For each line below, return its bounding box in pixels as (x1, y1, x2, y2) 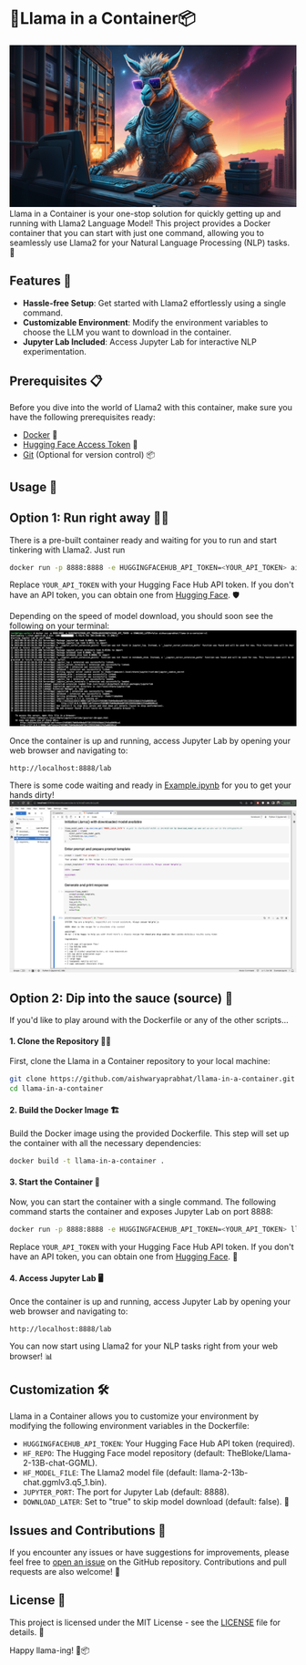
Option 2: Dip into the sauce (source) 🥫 (9, 990, 234, 1006)
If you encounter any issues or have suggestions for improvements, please (9, 1546, 290, 1557)
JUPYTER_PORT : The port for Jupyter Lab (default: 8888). (22, 1486, 229, 1497)
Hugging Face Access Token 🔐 (22, 440, 138, 450)
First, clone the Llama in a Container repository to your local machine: (9, 1056, 270, 1067)
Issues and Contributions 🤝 (9, 1523, 167, 1538)
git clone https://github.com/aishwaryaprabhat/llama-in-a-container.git (9, 1074, 296, 1084)
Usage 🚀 (9, 479, 57, 494)
